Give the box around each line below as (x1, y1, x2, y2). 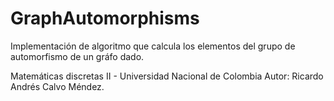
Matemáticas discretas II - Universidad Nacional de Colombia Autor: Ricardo (10, 70, 324, 82)
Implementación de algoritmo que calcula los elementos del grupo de (10, 40, 296, 52)
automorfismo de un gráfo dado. (10, 50, 145, 62)
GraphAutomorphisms (10, 7, 200, 30)
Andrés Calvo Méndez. (10, 80, 105, 92)
